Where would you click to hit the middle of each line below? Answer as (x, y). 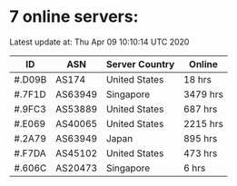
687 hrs (200, 109)
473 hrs (200, 153)
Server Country (140, 64)
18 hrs (197, 79)
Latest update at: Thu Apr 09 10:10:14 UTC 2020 (99, 42)
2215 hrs (203, 123)
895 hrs (200, 138)
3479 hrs (203, 94)
